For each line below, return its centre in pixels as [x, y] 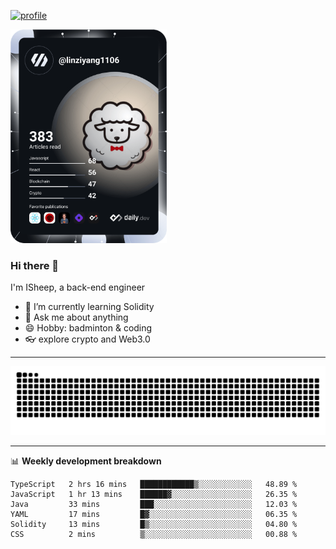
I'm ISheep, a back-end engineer [78, 287]
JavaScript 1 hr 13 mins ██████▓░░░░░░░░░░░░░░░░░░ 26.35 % [154, 494]
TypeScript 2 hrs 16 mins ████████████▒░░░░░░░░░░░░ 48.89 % [154, 484]
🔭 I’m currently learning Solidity [89, 307]
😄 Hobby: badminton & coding [88, 328]
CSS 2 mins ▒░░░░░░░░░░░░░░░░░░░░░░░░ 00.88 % [154, 534]
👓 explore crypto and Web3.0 [87, 339]
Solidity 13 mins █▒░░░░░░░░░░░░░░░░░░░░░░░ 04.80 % [154, 524]
